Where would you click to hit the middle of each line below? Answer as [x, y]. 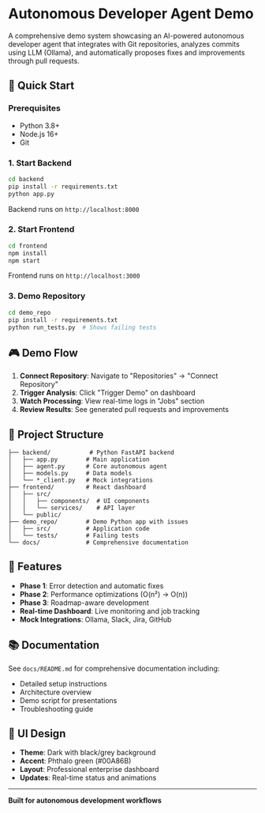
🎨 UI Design [37, 734]
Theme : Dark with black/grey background [88, 753]
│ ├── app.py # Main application [79, 459]
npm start [24, 261]
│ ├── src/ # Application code [79, 529]
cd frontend [28, 246]
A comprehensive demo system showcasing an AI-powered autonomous [126, 36]
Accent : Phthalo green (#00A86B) [75, 761]
